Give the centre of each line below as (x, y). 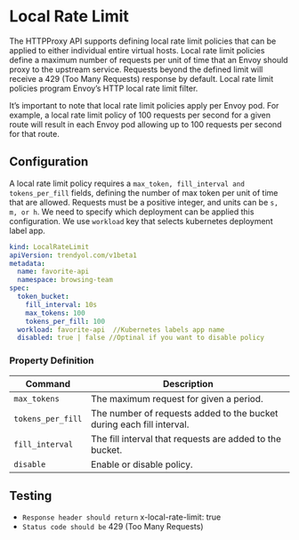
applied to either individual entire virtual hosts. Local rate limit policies (137, 50)
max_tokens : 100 (56, 313)
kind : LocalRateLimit (49, 246)
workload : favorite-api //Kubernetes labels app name (121, 330)
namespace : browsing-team (65, 280)
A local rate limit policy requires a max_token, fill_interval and (127, 183)
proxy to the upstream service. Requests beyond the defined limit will (136, 69)
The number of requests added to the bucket (184, 413)
